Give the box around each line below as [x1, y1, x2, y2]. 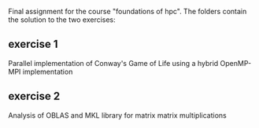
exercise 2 [8, 90, 61, 103]
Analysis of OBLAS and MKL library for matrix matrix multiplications [8, 110, 227, 120]
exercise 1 [8, 38, 58, 51]
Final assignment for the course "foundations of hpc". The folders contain [8, 7, 247, 16]
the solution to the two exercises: [8, 15, 116, 24]
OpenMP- [220, 58, 252, 68]
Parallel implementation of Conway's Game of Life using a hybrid [8, 58, 219, 68]
